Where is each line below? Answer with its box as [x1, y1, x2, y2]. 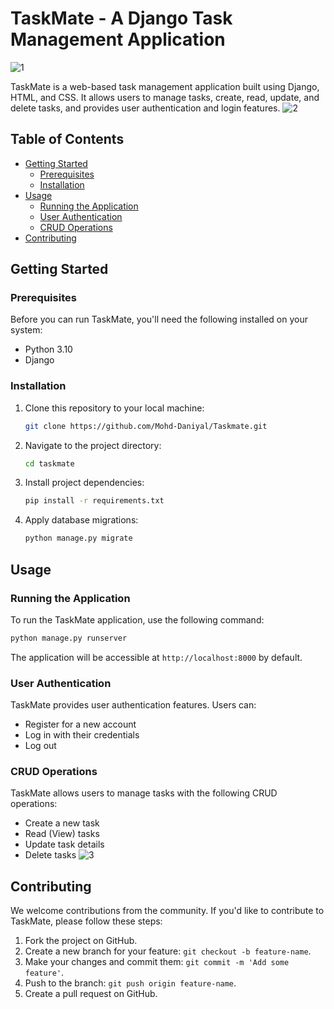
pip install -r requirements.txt [24, 496, 165, 506]
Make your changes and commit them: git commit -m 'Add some [24, 956, 290, 968]
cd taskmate [24, 458, 75, 469]
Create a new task [24, 817, 100, 829]
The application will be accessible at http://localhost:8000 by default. [10, 651, 303, 663]
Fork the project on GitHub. [24, 935, 138, 947]
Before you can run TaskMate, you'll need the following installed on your [10, 313, 308, 326]
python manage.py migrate [24, 533, 133, 544]
